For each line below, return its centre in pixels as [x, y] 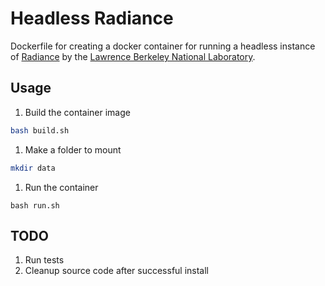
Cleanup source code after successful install [117, 271]
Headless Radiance [92, 18]
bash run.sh [35, 205]
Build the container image [77, 112]
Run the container [61, 187]
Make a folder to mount [73, 149]
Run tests [44, 260]
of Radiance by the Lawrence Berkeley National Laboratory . [133, 56]
